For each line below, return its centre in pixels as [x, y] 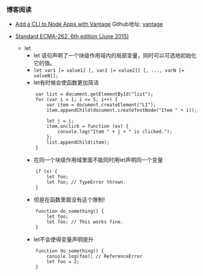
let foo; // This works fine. [85, 222]
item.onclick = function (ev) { [87, 127]
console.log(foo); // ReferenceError [94, 256]
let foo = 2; [63, 262]
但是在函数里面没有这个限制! [69, 200]
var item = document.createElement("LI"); [101, 105]
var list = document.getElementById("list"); [95, 94]
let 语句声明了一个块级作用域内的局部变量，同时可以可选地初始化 [115, 56]
